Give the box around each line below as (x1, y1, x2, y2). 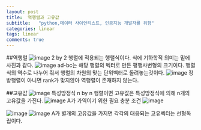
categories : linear (6, 25, 55, 32)
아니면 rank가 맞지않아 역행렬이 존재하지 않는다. (26, 76, 139, 84)
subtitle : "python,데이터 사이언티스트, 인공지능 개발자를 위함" (6, 20, 155, 26)
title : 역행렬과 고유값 (6, 14, 60, 20)
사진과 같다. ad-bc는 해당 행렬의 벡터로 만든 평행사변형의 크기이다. (6, 61, 185, 69)
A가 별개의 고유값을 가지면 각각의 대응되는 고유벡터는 (51, 110, 175, 117)
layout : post (6, 8, 39, 15)
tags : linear (6, 31, 39, 37)
